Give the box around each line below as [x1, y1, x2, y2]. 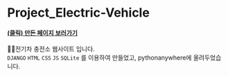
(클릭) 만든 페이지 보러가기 [7, 28, 78, 37]
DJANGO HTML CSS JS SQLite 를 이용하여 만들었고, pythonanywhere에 [7, 53, 192, 62]
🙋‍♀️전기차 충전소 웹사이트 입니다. [7, 44, 95, 53]
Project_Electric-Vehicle [7, 5, 150, 21]
